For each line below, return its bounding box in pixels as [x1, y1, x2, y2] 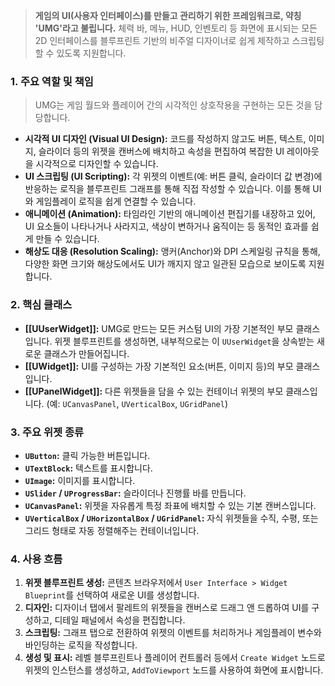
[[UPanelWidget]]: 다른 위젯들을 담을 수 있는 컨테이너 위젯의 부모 [24, 385, 284, 397]
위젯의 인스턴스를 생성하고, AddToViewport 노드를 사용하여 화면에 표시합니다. [24, 664, 324, 676]
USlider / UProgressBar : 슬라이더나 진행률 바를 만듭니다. [24, 487, 247, 499]
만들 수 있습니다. [35, 233, 100, 245]
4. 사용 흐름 [10, 552, 63, 566]
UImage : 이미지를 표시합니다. [24, 474, 136, 486]
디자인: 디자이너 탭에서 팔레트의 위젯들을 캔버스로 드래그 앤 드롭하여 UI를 [24, 602, 310, 614]
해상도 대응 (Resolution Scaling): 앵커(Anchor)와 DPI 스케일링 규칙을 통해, [24, 245, 321, 258]
